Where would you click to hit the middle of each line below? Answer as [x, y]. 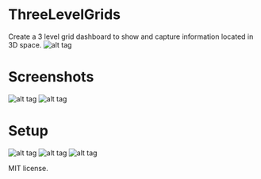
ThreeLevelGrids [65, 15]
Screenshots [51, 77]
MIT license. [29, 168]
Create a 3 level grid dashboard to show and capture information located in [131, 36]
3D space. [25, 44]
